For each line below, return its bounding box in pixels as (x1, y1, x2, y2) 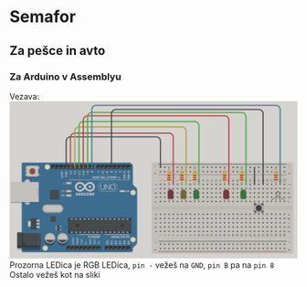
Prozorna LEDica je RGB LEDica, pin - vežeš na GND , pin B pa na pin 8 (9, 260, 275, 271)
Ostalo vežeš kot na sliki (9, 270, 101, 280)
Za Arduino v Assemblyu (9, 70, 122, 83)
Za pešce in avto (9, 43, 106, 58)
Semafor (9, 6, 76, 27)
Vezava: (9, 90, 39, 101)
